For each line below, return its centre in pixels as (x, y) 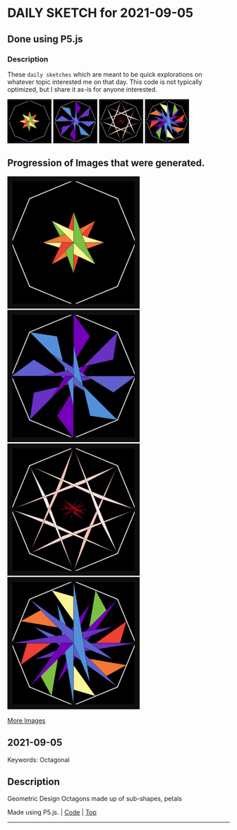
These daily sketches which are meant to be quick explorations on (105, 74)
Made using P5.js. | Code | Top (52, 812)
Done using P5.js (45, 39)
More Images (26, 720)
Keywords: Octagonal (38, 759)
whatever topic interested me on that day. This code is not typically (105, 82)
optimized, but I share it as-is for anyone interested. (82, 89)
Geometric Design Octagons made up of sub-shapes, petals (95, 799)
